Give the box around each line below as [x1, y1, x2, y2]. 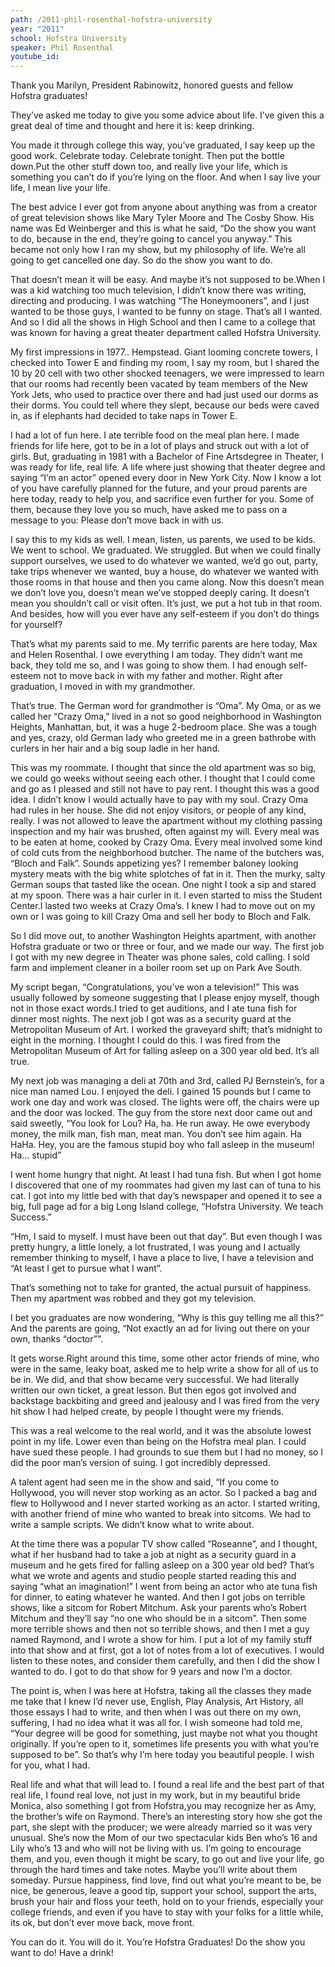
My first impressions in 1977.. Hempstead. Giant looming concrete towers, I [10, 346, 318, 358]
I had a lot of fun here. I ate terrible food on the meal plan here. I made [10, 429, 300, 441]
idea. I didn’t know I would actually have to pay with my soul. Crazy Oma [10, 794, 309, 806]
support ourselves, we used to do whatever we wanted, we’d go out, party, [10, 555, 319, 567]
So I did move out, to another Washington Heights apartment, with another [10, 930, 317, 942]
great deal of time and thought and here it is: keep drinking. [10, 120, 255, 132]
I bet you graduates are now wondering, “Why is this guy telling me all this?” [10, 1312, 324, 1324]
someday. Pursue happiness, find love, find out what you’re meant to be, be [10, 1874, 322, 1886]
